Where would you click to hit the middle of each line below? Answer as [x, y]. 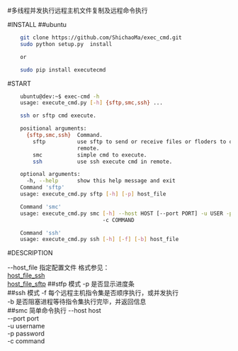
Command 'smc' [41, 207]
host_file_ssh [26, 276]
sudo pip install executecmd [63, 69]
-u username [26, 326]
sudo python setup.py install [66, 44]
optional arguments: [50, 174]
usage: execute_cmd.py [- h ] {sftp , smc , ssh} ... [91, 103]
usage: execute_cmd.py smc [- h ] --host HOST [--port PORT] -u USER [121, 213]
